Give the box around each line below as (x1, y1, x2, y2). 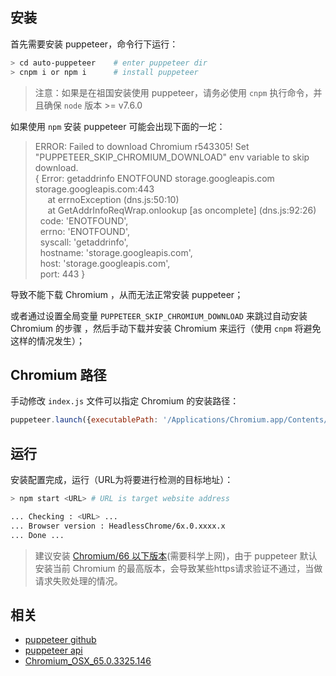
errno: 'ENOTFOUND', (39, 225, 131, 237)
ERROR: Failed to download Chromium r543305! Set (34, 140, 250, 152)
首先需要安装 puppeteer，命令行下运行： (10, 38, 179, 50)
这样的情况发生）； (10, 334, 85, 347)
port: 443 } (39, 268, 86, 280)
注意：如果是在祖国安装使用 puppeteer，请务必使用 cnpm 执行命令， (34, 86, 314, 98)
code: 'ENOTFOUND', (39, 214, 129, 227)
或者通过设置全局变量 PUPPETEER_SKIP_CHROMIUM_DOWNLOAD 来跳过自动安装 (10, 309, 308, 322)
